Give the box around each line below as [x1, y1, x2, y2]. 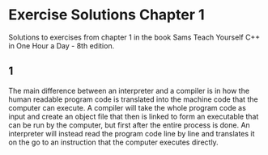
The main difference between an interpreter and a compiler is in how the [8, 86, 249, 95]
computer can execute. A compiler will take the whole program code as [8, 103, 247, 112]
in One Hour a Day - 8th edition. [8, 40, 115, 50]
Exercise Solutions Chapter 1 [8, 6, 205, 24]
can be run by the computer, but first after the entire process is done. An [8, 119, 251, 130]
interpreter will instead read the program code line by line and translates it [8, 128, 255, 138]
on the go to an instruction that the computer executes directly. [8, 137, 219, 147]
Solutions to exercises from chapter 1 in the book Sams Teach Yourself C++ [8, 32, 261, 42]
